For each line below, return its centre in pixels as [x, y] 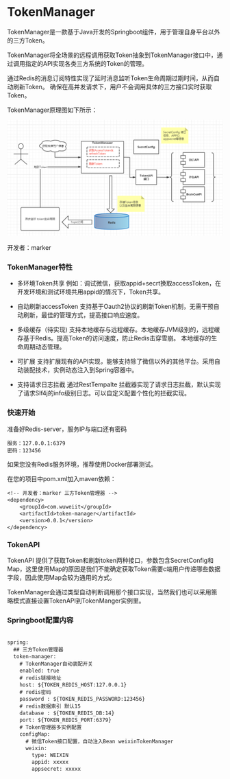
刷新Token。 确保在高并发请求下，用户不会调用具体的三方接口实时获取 [112, 86]
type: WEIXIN [50, 756]
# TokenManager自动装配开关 [56, 664]
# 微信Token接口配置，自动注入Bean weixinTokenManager [99, 742]
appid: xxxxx [50, 763]
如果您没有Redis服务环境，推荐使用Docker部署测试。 [82, 464]
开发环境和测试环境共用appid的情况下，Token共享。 [90, 292]
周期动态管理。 [44, 347]
